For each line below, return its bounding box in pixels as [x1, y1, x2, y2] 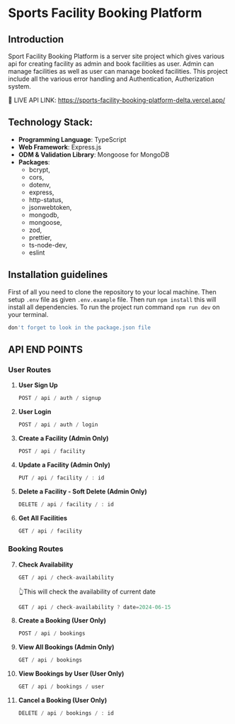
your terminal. [8, 310, 49, 318]
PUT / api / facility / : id [18, 474, 105, 481]
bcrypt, [28, 165, 50, 174]
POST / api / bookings [18, 630, 86, 637]
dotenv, [28, 180, 52, 189]
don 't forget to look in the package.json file [8, 324, 151, 331]
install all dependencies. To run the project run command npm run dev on [8, 303, 220, 311]
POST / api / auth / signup [18, 395, 101, 402]
